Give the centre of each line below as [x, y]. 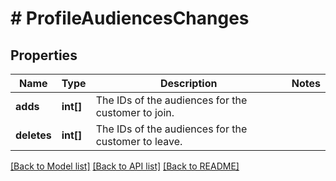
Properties [44, 55]
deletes [33, 135]
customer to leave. [139, 141]
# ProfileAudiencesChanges [130, 18]
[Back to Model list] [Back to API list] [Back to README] [125, 166]
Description [188, 83]
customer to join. [135, 112]
